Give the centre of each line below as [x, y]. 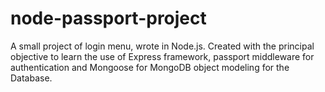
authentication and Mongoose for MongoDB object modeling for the [150, 67]
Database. [31, 78]
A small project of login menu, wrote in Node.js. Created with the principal [162, 46]
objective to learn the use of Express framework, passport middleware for [162, 56]
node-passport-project [108, 18]
